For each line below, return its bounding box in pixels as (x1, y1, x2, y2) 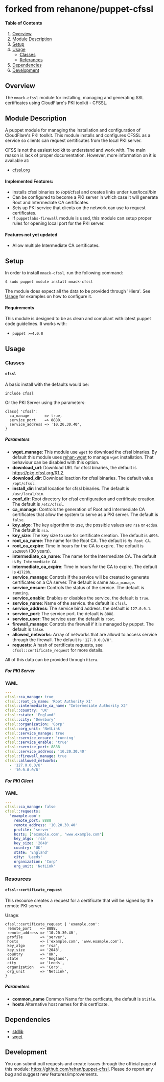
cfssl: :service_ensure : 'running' (5, 735, 76, 740)
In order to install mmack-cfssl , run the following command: (5, 270, 123, 276)
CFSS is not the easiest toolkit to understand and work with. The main (5, 147, 146, 153)
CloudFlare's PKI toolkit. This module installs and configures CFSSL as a (5, 133, 151, 138)
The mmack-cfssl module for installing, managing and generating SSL (5, 95, 144, 101)
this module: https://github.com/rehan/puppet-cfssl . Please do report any (5, 1066, 153, 1072)
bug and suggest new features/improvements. (5, 1071, 98, 1077)
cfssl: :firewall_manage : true (5, 754, 67, 759)
